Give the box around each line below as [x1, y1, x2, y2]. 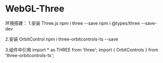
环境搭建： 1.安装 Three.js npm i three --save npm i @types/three [5, 20, 140, 26]
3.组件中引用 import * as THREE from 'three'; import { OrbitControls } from [5, 46, 158, 52]
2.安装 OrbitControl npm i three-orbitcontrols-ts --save [5, 36, 119, 42]
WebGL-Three [5, 3, 65, 14]
